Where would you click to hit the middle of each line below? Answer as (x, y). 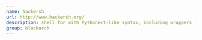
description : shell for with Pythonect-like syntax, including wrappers (99, 22)
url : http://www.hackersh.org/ (45, 17)
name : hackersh (25, 11)
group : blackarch (28, 28)
